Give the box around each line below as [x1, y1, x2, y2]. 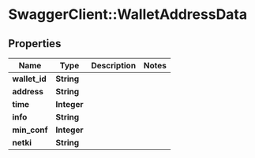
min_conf [12, 124, 49, 135]
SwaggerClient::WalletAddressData [8, 6, 247, 24]
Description [90, 61, 137, 71]
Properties [8, 37, 62, 50]
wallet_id [12, 73, 47, 84]
